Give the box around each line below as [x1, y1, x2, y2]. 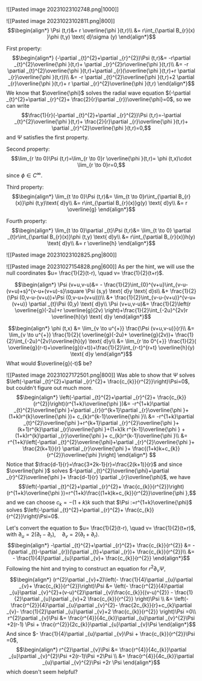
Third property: [6, 183, 44, 190]
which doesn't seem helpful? [6, 668, 78, 675]
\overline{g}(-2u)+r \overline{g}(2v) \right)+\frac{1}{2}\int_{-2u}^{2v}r [14, 306, 188, 313]
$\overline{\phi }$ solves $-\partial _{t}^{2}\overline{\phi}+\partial [6, 467, 169, 474]
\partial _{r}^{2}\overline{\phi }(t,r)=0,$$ [51, 124, 151, 131]
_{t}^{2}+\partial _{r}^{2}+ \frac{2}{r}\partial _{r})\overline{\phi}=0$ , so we [6, 96, 191, 102]
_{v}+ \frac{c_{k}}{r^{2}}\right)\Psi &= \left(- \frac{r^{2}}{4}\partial [19, 582, 184, 589]
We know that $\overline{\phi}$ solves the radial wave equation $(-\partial [6, 89, 191, 96]
